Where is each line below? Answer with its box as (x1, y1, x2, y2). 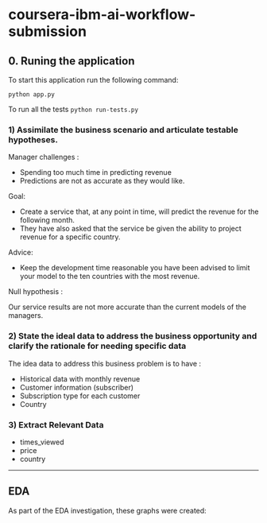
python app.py (8, 91, 56, 99)
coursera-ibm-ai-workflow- (8, 6, 196, 24)
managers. (8, 311, 44, 320)
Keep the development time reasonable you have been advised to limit (19, 263, 250, 273)
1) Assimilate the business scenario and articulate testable (8, 124, 238, 135)
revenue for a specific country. (19, 232, 121, 242)
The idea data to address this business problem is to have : (8, 358, 201, 368)
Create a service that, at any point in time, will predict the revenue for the (19, 207, 259, 216)
